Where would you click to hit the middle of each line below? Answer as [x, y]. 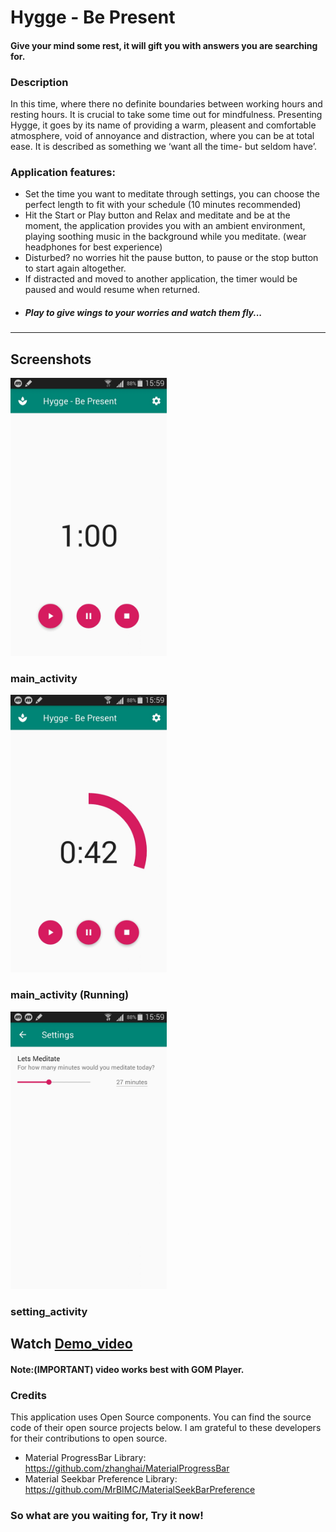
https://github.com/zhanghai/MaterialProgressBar [127, 1468]
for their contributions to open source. [89, 1438]
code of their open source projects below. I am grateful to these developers [166, 1428]
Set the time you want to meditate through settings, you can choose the [172, 194]
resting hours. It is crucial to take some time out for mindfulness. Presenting [166, 115]
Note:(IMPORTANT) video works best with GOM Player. [127, 1369]
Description [39, 82]
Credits [28, 1395]
